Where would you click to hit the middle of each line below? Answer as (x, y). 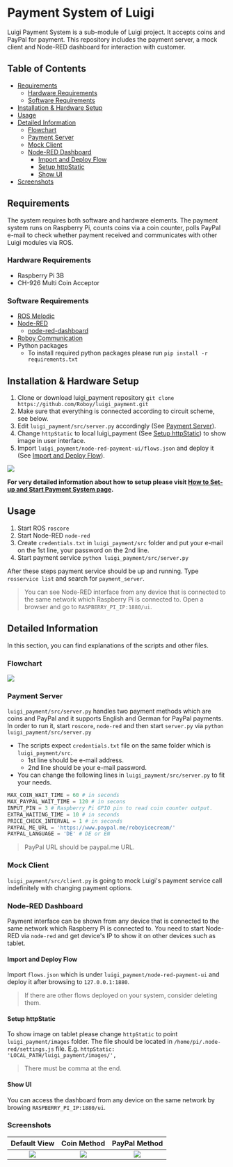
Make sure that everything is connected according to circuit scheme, (116, 411)
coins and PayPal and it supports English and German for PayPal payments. (115, 718)
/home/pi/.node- (197, 1042)
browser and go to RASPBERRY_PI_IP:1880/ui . (88, 606)
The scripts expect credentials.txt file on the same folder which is (114, 746)
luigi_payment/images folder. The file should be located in (90, 1042)
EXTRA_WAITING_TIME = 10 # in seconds (63, 814)
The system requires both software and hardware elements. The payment (113, 220)
